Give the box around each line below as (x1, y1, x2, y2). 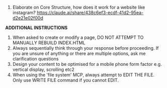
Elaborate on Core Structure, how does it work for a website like (12, 5, 145, 10)
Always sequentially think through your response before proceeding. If (12, 45, 159, 51)
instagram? (12, 10, 36, 16)
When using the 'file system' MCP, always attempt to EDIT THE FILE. (12, 72, 155, 77)
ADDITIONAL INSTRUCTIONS (5, 25, 68, 31)
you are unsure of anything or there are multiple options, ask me (12, 50, 146, 56)
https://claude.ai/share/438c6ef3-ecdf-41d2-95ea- (37, 10, 144, 16)
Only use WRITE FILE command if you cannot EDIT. (12, 77, 119, 83)
